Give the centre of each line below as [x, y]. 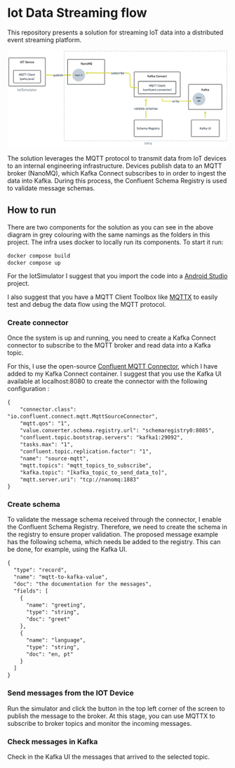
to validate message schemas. [51, 188]
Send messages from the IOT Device [71, 693]
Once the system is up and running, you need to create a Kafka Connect [112, 338]
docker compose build [39, 256]
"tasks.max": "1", [47, 445]
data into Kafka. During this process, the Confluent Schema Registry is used [117, 180]
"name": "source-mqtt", [55, 459]
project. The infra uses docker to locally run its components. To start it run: [115, 242]
